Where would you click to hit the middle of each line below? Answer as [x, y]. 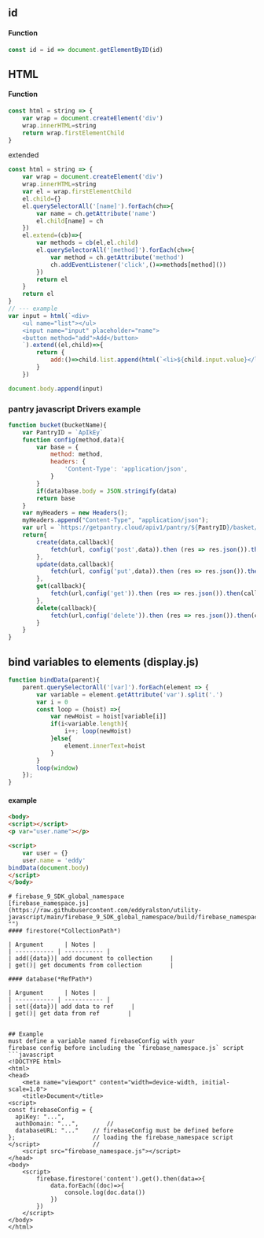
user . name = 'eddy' [54, 860]
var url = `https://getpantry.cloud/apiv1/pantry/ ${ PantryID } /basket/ [140, 528]
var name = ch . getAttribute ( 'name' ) [96, 213]
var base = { [58, 447]
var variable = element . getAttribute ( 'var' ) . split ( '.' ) [130, 695]
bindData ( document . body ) [49, 868]
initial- [216, 1083]
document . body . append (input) [56, 389]
